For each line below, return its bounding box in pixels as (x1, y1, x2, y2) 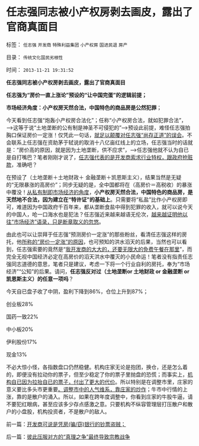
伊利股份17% (6, 338, 37, 345)
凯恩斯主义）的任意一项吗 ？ (6, 275, 74, 282)
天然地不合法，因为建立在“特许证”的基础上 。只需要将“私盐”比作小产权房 (6, 196, 182, 203)
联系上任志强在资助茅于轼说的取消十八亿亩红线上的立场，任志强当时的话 (11, 139, 188, 146)
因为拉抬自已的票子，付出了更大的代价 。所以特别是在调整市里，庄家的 (21, 378, 193, 386)
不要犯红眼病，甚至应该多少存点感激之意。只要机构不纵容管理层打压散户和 (6, 400, 188, 407)
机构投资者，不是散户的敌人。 (37, 407, 110, 415)
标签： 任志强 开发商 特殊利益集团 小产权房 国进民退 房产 (6, 41, 128, 48)
